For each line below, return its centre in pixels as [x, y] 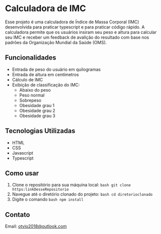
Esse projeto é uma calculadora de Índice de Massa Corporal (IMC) [72, 22]
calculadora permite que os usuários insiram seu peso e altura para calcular [81, 32]
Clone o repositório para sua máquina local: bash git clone [71, 185]
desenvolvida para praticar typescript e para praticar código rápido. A [75, 27]
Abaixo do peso [35, 90]
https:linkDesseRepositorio [40, 189]
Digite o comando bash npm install [48, 200]
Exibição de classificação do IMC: [46, 85]
